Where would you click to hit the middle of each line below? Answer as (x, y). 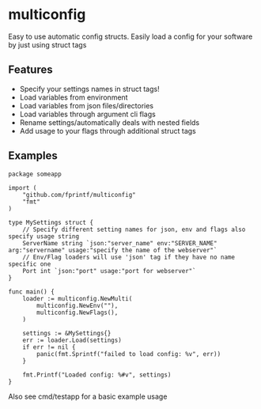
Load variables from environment (74, 97)
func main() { (32, 292)
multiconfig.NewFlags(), (78, 312)
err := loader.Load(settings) (72, 340)
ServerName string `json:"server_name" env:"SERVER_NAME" (120, 243)
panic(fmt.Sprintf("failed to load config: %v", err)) (129, 354)
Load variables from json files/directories (87, 105)
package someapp (35, 174)
